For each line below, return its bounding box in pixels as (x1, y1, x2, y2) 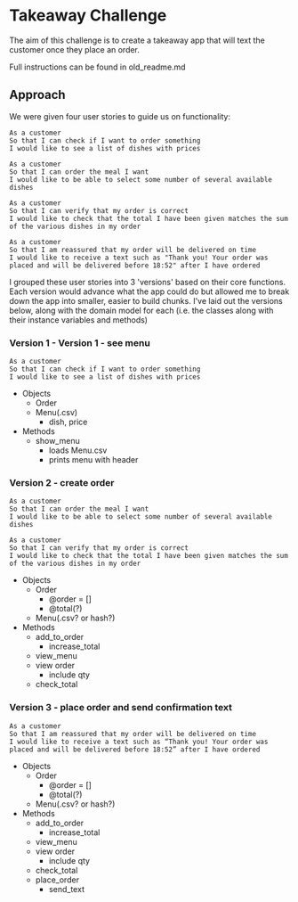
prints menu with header (48, 455, 139, 465)
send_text (48, 883, 85, 894)
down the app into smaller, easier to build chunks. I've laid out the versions (9, 295, 283, 306)
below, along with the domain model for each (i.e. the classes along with (9, 305, 274, 316)
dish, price (48, 416, 88, 428)
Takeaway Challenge (9, 5, 167, 26)
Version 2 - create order (9, 476, 115, 488)
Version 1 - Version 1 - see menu (9, 336, 151, 348)
